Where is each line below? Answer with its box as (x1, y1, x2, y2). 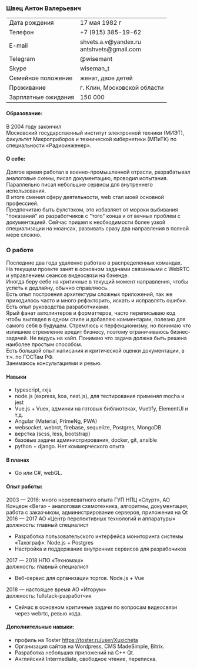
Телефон (9, 28, 34, 37)
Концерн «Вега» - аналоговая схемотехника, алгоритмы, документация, (6, 502, 189, 509)
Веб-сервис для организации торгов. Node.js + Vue (14, 574, 145, 581)
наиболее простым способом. (6, 341, 82, 348)
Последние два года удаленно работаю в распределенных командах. (6, 259, 182, 266)
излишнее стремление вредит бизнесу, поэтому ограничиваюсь (6, 328, 169, 335)
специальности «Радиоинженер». (6, 142, 92, 149)
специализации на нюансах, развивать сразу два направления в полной (6, 224, 189, 232)
